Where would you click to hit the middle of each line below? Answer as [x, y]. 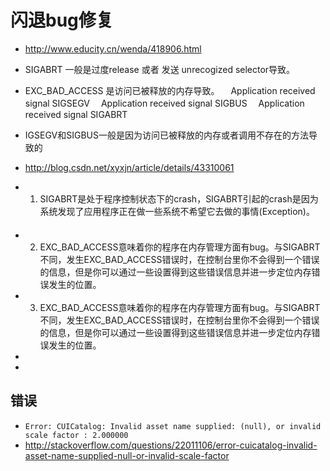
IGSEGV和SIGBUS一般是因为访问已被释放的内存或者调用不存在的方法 [166, 135]
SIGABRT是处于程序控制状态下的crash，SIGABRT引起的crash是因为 [179, 198]
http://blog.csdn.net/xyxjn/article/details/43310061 [129, 167]
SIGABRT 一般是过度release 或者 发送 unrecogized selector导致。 [160, 69]
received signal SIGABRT [76, 114]
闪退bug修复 [62, 20]
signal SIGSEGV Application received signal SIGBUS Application [164, 103]
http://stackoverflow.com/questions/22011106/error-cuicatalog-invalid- [171, 445]
